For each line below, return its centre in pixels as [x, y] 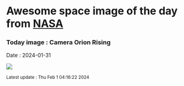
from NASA [35, 24]
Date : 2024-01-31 [28, 56]
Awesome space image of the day [92, 11]
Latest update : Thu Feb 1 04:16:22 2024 [48, 78]
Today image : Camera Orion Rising [58, 42]
